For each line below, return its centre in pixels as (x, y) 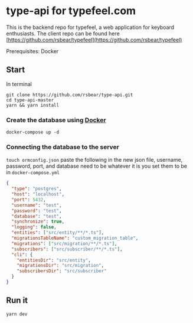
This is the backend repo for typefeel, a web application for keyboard (90, 27)
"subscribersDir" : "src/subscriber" (62, 271)
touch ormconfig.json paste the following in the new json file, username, (94, 160)
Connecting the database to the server (63, 147)
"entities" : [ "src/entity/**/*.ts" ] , (58, 233)
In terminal (19, 84)
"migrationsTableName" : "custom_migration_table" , (75, 238)
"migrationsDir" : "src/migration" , (60, 266)
